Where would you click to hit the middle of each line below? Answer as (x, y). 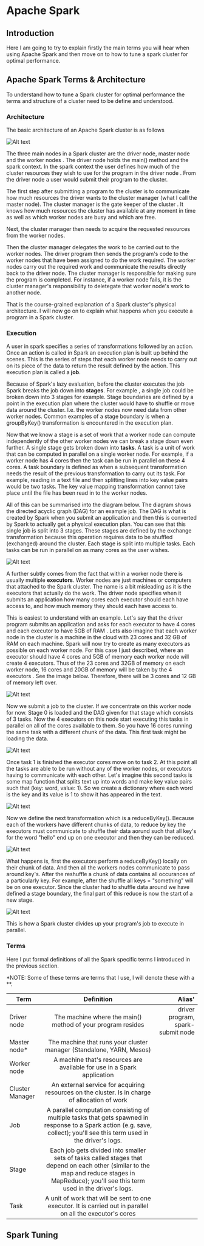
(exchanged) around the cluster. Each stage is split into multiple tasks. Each (101, 543)
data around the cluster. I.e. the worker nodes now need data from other (97, 410)
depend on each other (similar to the (98, 1166)
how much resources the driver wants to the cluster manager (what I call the (102, 198)
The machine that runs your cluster (98, 1042)
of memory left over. (32, 682)
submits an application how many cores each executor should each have (97, 600)
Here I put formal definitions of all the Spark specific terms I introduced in (98, 959)
